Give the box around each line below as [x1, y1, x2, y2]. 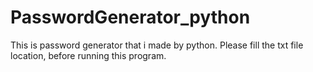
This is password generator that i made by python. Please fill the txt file [10, 39, 304, 51]
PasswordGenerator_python [10, 6, 251, 29]
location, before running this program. [10, 49, 167, 61]
